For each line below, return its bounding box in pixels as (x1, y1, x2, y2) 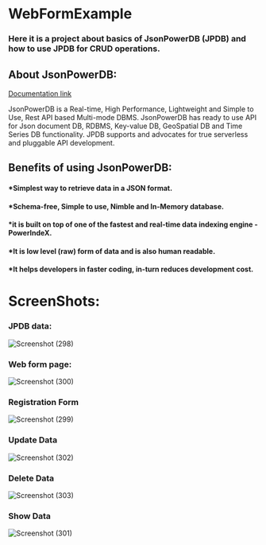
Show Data (8, 510, 52, 521)
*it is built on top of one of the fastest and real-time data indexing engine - (8, 220, 258, 229)
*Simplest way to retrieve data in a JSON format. (8, 183, 173, 193)
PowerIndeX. (8, 228, 52, 238)
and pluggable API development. (8, 138, 115, 147)
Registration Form (8, 396, 79, 407)
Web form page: (8, 359, 72, 370)
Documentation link (8, 88, 72, 98)
